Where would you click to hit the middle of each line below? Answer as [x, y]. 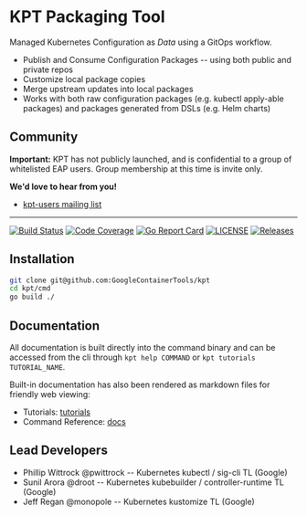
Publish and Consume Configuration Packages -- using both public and [157, 59]
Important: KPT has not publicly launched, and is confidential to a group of [151, 159]
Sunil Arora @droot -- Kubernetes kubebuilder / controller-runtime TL [153, 482]
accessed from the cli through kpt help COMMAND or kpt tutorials [132, 357]
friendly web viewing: [50, 394]
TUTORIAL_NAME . [37, 367]
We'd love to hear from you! [63, 186]
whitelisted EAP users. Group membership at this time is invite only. [136, 168]
